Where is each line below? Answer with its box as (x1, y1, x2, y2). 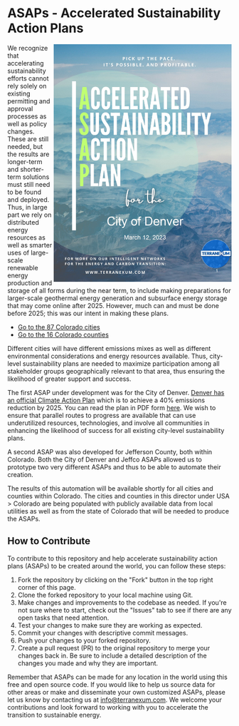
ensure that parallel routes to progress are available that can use (7, 411, 196, 419)
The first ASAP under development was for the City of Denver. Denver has (7, 388, 225, 397)
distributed (7, 218, 39, 226)
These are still (7, 134, 49, 143)
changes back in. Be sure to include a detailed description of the (17, 651, 208, 660)
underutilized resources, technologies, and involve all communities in (7, 419, 210, 427)
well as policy (7, 119, 48, 128)
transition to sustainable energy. (7, 710, 102, 719)
